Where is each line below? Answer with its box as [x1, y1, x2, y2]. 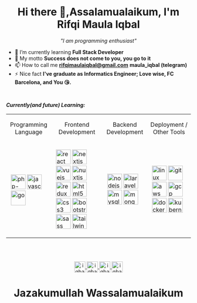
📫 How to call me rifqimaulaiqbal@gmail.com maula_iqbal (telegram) [14, 61, 188, 68]
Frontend [64, 120, 90, 129]
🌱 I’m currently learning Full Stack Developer [14, 48, 124, 55]
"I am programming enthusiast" [60, 37, 137, 44]
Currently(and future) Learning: [6, 101, 86, 108]
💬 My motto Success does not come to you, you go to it [14, 55, 151, 62]
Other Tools [152, 127, 185, 136]
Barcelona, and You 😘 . [14, 79, 72, 86]
